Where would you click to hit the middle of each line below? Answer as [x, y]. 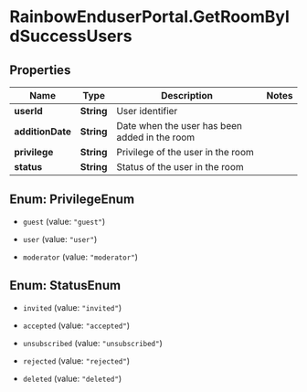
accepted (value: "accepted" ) [76, 325]
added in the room [156, 137]
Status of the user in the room [180, 167]
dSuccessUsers [71, 36]
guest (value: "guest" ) [64, 221]
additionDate [42, 132]
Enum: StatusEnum [65, 286]
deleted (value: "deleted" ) [72, 378]
